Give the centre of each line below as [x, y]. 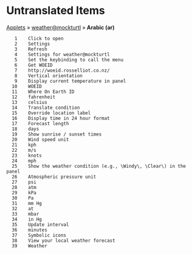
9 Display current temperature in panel [70, 81]
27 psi [24, 182]
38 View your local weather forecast [63, 241]
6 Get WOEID [33, 65]
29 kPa [24, 193]
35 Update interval [40, 225]
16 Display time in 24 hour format [61, 118]
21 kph [24, 145]
